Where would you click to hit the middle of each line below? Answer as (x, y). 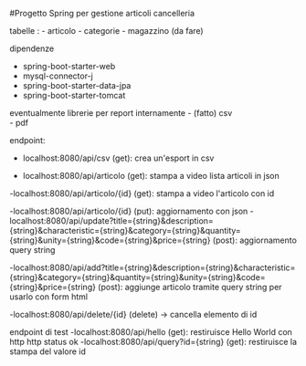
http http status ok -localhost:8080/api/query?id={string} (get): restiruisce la (153, 342)
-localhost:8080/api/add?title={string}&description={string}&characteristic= (153, 267)
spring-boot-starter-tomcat (74, 95)
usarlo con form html (49, 297)
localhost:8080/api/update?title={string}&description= (112, 221)
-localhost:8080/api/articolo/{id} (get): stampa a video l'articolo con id (142, 193)
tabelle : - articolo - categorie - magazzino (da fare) (106, 31)
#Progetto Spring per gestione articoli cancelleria (102, 13)
